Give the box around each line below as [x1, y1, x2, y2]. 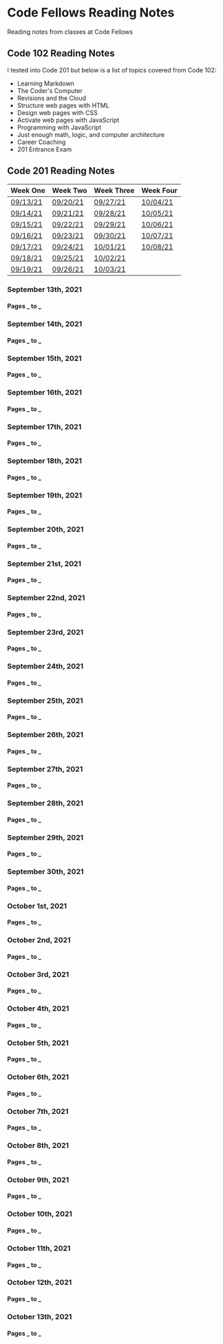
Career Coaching [17, 138, 66, 146]
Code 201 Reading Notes [7, 165, 115, 177]
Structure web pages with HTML [17, 101, 110, 110]
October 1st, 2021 [7, 901, 67, 911]
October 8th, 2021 [7, 1141, 70, 1150]
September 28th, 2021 [7, 798, 84, 808]
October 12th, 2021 [7, 1278, 72, 1288]
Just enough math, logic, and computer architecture [17, 130, 165, 138]
